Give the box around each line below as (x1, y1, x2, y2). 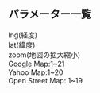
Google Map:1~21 (8, 59, 65, 68)
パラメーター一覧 (8, 7, 92, 21)
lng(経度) (8, 30, 38, 40)
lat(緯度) (8, 40, 36, 49)
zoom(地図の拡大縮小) (8, 50, 81, 60)
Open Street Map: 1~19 (8, 76, 83, 85)
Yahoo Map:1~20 (8, 67, 63, 77)
